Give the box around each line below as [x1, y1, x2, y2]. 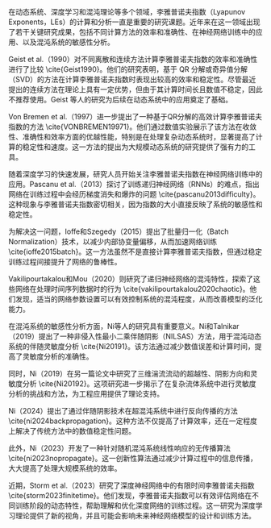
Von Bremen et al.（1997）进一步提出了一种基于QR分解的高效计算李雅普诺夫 [8, 112, 262, 121]
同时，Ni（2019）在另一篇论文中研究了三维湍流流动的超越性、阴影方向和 [8, 369, 251, 378]
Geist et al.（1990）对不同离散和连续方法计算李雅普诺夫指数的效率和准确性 [8, 55, 258, 64]
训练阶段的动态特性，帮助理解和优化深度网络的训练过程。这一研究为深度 [15, 501, 256, 510]
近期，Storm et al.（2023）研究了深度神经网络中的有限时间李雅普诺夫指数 [8, 480, 256, 490]
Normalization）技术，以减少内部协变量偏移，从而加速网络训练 [8, 237, 218, 246]
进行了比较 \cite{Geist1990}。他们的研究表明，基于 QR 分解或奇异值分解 [8, 64, 248, 74]
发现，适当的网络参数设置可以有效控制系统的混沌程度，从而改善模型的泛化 [15, 294, 263, 304]
